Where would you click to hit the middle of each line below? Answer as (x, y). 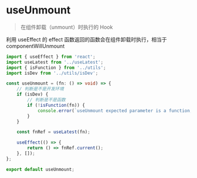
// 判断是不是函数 (46, 100)
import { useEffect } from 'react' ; (51, 57)
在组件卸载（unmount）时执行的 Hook (67, 27)
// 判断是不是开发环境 (40, 89)
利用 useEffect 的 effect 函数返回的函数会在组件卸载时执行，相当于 (86, 39)
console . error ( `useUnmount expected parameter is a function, (115, 111)
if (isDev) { (33, 95)
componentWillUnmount (35, 46)
